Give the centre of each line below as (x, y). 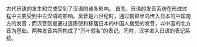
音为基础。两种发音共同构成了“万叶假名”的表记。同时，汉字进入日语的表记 (96, 31)
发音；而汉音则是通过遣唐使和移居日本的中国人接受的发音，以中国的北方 (103, 23)
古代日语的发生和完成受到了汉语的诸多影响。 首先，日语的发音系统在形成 (94, 9)
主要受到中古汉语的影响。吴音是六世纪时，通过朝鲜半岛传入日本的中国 (101, 16)
